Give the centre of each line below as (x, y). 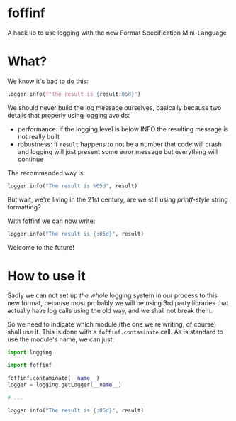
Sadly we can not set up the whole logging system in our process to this (113, 295)
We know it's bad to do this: (48, 81)
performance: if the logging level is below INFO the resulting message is (123, 129)
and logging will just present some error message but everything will (118, 151)
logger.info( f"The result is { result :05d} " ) (74, 94)
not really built (39, 136)
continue (30, 159)
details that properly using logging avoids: (69, 115)
